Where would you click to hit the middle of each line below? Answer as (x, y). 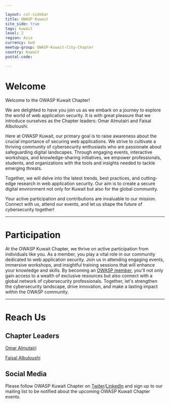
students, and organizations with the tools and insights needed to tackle (80, 163)
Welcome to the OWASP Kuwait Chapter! (48, 100)
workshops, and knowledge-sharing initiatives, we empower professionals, (83, 158)
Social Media (26, 374)
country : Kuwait (22, 52)
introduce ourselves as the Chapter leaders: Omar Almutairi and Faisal (78, 121)
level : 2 (14, 33)
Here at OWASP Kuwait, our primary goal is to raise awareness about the (81, 136)
